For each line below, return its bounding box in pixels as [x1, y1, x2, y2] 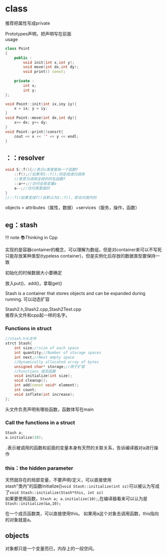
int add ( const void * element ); [14, 383, 79, 388]
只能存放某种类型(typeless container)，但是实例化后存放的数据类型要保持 [5, 253, 156, 259]
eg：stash [5, 221, 38, 229]
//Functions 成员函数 [14, 369, 56, 374]
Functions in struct [5, 325, 52, 332]
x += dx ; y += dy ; [14, 120, 48, 125]
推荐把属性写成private [5, 20, 50, 26]
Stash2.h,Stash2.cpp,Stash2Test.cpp [5, 306, 81, 312]
